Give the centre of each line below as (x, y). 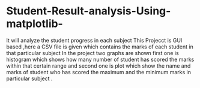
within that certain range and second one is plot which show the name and (98, 66)
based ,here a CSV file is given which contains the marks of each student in (100, 47)
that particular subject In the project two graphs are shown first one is (92, 53)
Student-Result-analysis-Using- (89, 11)
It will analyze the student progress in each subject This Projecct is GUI (94, 40)
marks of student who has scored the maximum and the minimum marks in (98, 72)
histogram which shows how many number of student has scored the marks (100, 59)
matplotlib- (35, 24)
